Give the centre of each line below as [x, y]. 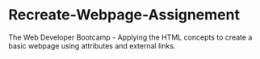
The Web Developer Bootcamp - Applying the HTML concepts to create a [130, 37]
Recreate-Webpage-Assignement [124, 15]
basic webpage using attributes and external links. [92, 45]
